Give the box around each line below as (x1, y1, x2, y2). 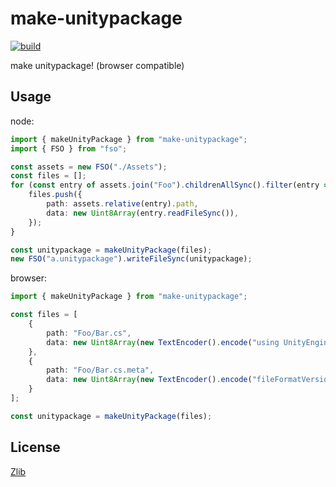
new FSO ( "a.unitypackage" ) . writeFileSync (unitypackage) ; (10, 254, 253, 264)
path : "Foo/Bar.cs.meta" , (46, 365, 155, 376)
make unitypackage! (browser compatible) (10, 59, 185, 71)
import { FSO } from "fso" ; (10, 143, 128, 154)
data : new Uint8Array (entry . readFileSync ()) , (46, 208, 240, 218)
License (10, 439, 61, 456)
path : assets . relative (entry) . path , (46, 199, 199, 209)
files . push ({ (28, 190, 83, 200)
